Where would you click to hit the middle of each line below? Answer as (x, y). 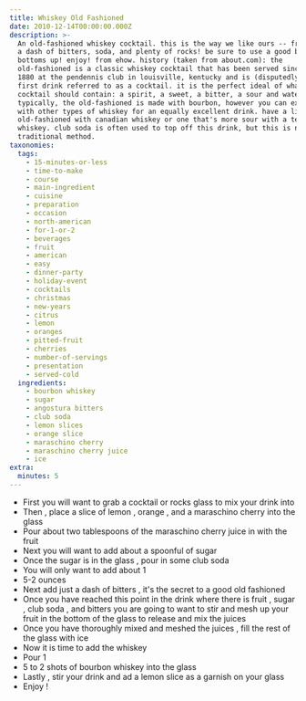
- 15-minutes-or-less (66, 162)
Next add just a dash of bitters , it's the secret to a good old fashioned (153, 589)
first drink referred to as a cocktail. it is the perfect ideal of (150, 86)
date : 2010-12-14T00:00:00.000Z (71, 26)
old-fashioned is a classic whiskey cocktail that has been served (148, 69)
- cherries (46, 349)
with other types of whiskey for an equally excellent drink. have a (152, 111)
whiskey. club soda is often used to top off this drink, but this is (154, 129)
